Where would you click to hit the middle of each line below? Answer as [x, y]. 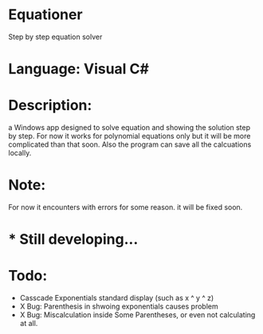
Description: [50, 106]
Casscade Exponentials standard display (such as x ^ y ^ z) [117, 298]
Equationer [45, 15]
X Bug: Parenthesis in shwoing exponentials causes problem [119, 306]
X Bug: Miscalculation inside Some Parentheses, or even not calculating [137, 315]
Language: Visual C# [79, 69]
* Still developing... [73, 240]
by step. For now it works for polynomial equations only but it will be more [130, 136]
